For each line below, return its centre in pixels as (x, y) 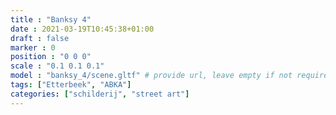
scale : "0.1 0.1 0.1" (57, 66)
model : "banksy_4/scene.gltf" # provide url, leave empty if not (151, 76)
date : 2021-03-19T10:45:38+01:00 (82, 29)
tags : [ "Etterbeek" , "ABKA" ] (71, 85)
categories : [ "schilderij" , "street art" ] (100, 94)
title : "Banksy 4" (51, 19)
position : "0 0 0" (51, 57)
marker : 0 (33, 47)
